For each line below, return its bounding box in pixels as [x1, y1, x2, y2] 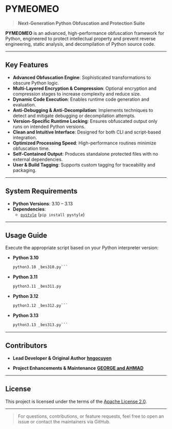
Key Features [5, 61, 49, 69]
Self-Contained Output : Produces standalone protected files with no [12, 151, 159, 157]
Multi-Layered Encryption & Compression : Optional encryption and [12, 85, 157, 91]
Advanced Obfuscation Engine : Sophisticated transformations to [12, 74, 151, 80]
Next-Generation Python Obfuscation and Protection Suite [17, 20, 145, 26]
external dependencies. [12, 156, 63, 162]
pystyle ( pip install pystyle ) [20, 211, 85, 217]
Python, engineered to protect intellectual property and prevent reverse [5, 35, 156, 42]
